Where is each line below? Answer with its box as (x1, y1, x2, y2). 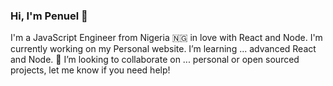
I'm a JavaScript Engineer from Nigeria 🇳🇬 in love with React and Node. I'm (10, 32, 323, 44)
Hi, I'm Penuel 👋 (10, 9, 88, 23)
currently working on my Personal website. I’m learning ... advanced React (10, 43, 317, 55)
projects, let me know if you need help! (10, 64, 171, 76)
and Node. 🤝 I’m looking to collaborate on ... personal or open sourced (10, 54, 300, 66)
